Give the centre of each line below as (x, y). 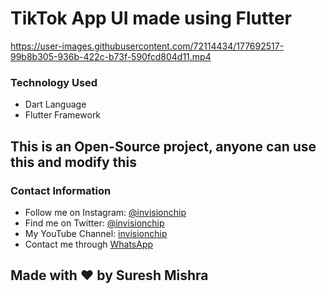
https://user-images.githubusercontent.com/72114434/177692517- (147, 46)
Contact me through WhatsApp (89, 244)
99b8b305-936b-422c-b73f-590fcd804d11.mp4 (111, 56)
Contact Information (61, 190)
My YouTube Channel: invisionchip (96, 233)
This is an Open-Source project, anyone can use (163, 146)
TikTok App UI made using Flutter (151, 18)
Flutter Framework (63, 115)
